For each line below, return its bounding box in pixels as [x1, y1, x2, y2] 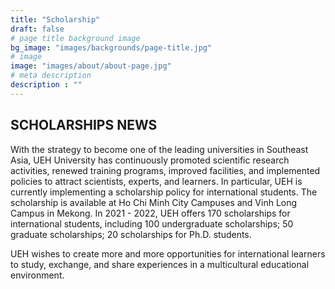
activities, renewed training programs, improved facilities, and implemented [10, 164, 321, 176]
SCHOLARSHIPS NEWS [10, 117, 158, 134]
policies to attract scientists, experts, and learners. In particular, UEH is [10, 175, 303, 187]
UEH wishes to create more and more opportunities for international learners [10, 247, 326, 260]
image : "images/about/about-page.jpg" [10, 61, 172, 71]
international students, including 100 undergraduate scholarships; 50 [10, 217, 294, 230]
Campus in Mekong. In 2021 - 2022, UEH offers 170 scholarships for [10, 207, 291, 219]
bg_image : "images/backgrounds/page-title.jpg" [10, 42, 213, 53]
